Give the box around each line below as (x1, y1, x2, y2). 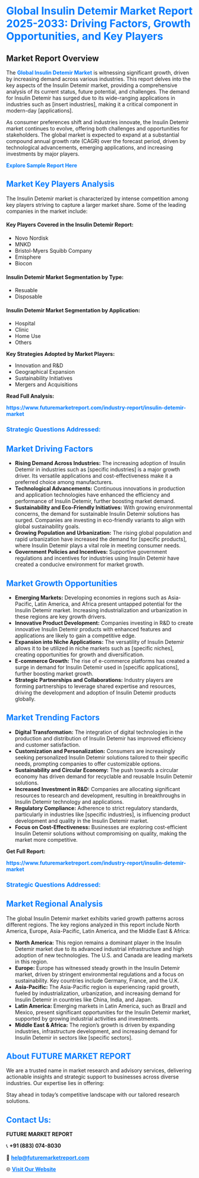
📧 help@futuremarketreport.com (6, 1154, 90, 1161)
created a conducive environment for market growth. (14, 561, 144, 568)
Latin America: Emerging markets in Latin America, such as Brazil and (14, 1002, 187, 1009)
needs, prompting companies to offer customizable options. (14, 760, 162, 767)
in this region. (14, 958, 49, 965)
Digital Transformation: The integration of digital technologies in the (14, 728, 183, 736)
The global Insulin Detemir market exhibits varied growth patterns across (6, 914, 184, 922)
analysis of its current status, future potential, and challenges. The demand (6, 88, 190, 95)
